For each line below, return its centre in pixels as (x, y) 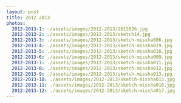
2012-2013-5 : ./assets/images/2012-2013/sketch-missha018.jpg (92, 51)
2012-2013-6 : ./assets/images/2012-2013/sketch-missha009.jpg (92, 57)
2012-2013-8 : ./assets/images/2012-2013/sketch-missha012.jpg (92, 68)
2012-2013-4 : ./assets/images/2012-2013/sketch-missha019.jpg (92, 46)
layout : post (23, 12)
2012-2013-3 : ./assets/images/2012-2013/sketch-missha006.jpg (92, 40)
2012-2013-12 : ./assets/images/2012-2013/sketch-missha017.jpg (93, 91)
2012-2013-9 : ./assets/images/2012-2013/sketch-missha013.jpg (92, 74)
